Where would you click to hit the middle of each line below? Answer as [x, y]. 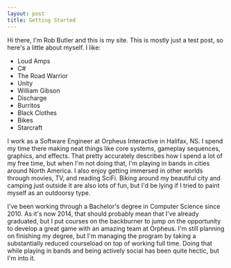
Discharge [32, 97]
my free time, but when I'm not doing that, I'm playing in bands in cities [109, 163]
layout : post [26, 14]
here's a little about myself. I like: [54, 47]
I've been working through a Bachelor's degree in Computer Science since [114, 206]
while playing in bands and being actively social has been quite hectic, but [113, 251]
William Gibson [38, 90]
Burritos [28, 105]
